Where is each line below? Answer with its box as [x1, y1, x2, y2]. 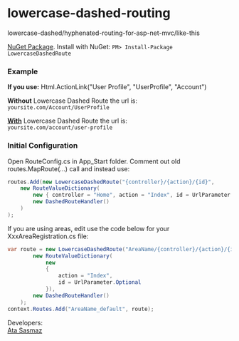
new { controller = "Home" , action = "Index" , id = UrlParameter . [33, 191, 234, 199]
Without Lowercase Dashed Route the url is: [7, 96, 137, 105]
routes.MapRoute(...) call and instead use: [7, 164, 130, 173]
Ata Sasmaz [7, 326, 43, 335]
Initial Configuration [7, 141, 78, 151]
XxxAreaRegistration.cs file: [7, 232, 89, 240]
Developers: [7, 318, 43, 327]
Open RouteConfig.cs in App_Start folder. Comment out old [7, 157, 181, 166]
